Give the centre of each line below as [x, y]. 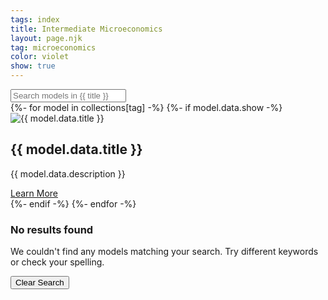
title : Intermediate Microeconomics [86, 29]
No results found [52, 229]
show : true [33, 66]
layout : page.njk [46, 38]
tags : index [35, 19]
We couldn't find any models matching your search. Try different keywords [164, 252]
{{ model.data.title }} [76, 149]
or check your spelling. [57, 262]
